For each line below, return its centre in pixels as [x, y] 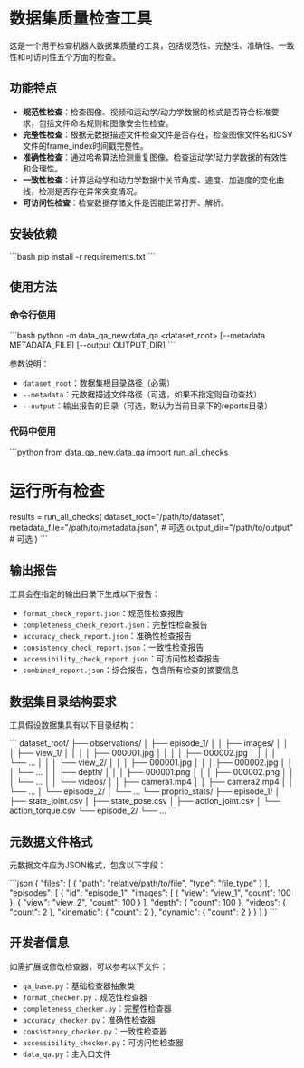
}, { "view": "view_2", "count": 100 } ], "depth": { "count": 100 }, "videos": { [148, 902]
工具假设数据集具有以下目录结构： [73, 725]
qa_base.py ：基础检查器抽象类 [79, 985]
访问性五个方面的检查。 [76, 56]
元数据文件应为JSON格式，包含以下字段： [88, 865]
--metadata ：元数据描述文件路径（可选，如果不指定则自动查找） [142, 395]
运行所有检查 [57, 491]
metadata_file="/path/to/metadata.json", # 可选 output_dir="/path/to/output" [152, 528]
